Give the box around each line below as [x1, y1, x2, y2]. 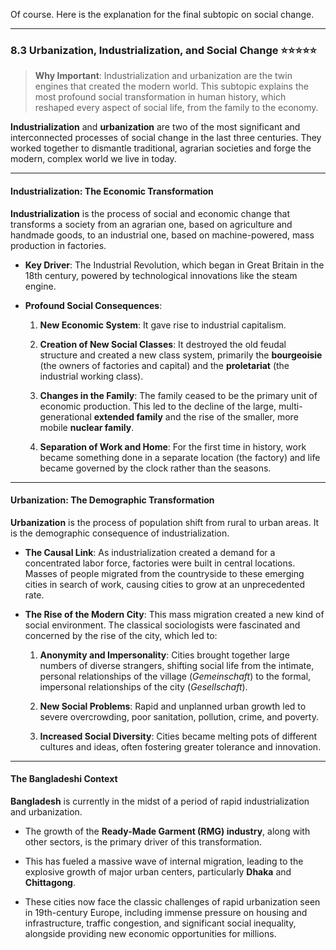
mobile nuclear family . [39, 421, 135, 433]
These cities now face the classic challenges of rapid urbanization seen [24, 895, 321, 908]
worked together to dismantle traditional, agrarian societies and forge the [10, 142, 312, 154]
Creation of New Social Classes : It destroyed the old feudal [39, 338, 287, 350]
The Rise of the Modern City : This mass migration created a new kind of [24, 608, 325, 620]
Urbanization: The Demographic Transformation [10, 494, 215, 506]
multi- [278, 400, 303, 412]
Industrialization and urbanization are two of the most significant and [10, 121, 301, 133]
